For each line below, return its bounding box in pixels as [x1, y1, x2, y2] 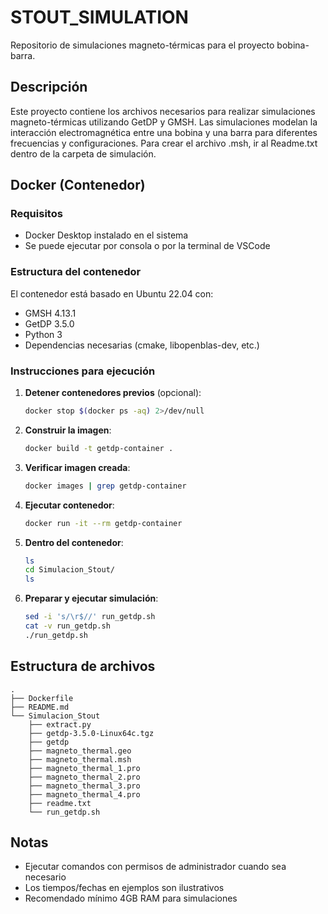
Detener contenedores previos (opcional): [24, 387, 202, 399]
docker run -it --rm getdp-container [24, 518, 183, 528]
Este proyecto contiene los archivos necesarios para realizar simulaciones [10, 105, 316, 117]
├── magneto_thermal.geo [28, 746, 132, 756]
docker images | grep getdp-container [24, 481, 187, 491]
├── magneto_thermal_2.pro [28, 772, 141, 782]
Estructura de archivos [10, 658, 156, 675]
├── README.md [10, 702, 70, 712]
